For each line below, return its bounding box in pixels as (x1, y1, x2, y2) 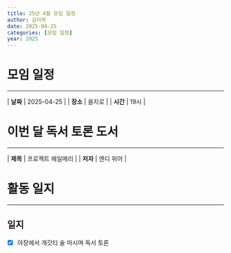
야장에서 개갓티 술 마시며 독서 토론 (16, 238, 109, 247)
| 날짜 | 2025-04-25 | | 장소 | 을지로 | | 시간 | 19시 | (7, 97, 146, 106)
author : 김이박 (7, 16, 47, 23)
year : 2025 (7, 36, 38, 43)
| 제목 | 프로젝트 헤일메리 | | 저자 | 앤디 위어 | (7, 155, 127, 162)
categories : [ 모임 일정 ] (7, 29, 73, 36)
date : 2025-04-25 (7, 23, 57, 29)
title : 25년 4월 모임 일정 (7, 10, 76, 17)
